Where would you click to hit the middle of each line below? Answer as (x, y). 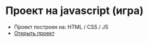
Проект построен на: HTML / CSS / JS (61, 27)
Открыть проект (34, 33)
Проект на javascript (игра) (74, 11)
